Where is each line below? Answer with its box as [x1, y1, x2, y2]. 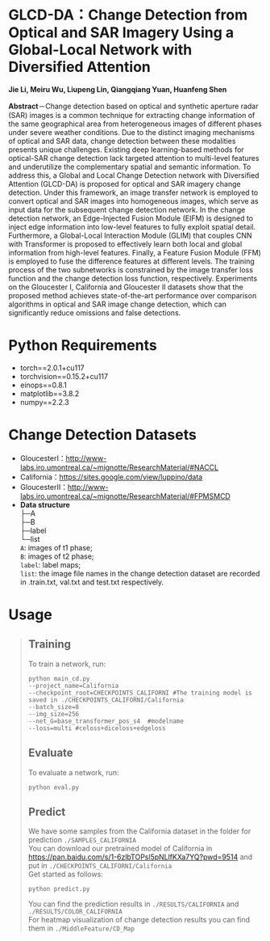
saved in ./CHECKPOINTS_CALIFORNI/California [27, 695, 184, 704]
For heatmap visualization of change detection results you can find [27, 915, 251, 925]
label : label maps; [19, 559, 81, 569]
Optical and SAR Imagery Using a [8, 23, 235, 42]
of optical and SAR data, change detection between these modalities [8, 136, 236, 146]
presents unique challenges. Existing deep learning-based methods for [8, 145, 244, 154]
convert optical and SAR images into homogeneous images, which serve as [8, 196, 260, 205]
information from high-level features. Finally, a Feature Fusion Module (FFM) [8, 247, 262, 257]
